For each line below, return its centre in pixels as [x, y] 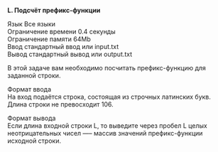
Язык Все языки [31, 24]
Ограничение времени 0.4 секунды [61, 32]
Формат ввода [29, 89]
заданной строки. [34, 75]
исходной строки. [34, 141]
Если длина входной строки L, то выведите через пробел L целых [107, 126]
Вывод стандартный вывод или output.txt [70, 54]
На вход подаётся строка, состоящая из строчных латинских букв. [109, 97]
